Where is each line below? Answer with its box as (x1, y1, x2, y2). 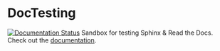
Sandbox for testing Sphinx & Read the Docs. (81, 28, 214, 37)
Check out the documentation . (7, 35, 97, 44)
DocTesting (7, 5, 76, 21)
